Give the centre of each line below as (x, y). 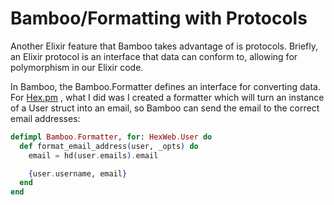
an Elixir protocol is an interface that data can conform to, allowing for (154, 56)
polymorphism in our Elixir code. (77, 67)
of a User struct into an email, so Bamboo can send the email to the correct (165, 108)
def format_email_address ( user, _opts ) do (109, 146)
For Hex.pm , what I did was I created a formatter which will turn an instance (167, 97)
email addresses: (45, 118)
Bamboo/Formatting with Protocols (159, 18)
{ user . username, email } (78, 173)
